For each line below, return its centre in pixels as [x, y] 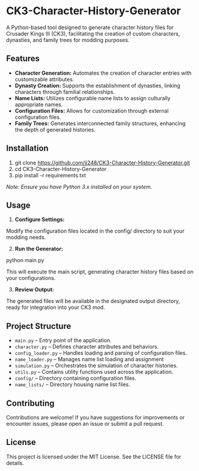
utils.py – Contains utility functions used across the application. [94, 372]
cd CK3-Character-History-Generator [61, 169]
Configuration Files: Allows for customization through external [92, 110]
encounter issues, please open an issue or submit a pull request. [85, 424]
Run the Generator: [39, 249]
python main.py [25, 260]
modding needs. [26, 237]
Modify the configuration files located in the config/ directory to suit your [95, 231]
